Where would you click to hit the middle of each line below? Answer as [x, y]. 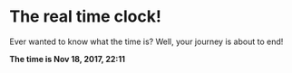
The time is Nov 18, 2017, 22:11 [67, 59]
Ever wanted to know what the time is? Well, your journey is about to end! [146, 41]
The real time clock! [85, 17]
